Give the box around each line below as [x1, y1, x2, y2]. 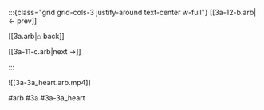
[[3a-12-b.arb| [209, 8, 257, 17]
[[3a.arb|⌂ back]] [8, 32, 65, 41]
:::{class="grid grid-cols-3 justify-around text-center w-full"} [8, 8, 208, 17]
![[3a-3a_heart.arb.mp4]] [8, 78, 91, 87]
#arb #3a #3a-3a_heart [8, 93, 85, 103]
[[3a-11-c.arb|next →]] [8, 47, 81, 56]
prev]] [17, 16, 37, 26]
